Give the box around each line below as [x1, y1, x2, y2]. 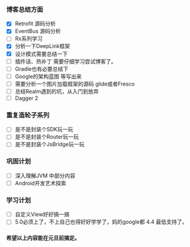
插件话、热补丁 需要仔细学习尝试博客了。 [14, 58, 117, 65]
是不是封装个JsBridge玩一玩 [14, 141, 85, 148]
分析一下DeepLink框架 [14, 43, 71, 50]
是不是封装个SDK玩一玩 [14, 126, 74, 133]
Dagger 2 [14, 94, 38, 101]
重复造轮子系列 [6, 111, 50, 119]
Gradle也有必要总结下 [14, 65, 69, 73]
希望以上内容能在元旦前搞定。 [6, 234, 80, 242]
